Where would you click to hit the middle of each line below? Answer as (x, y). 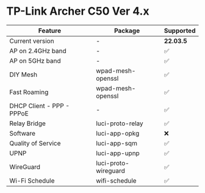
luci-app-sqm (116, 143)
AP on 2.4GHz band (38, 51)
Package (127, 31)
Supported (180, 31)
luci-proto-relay (119, 123)
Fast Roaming (29, 92)
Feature (50, 31)
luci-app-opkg (117, 133)
